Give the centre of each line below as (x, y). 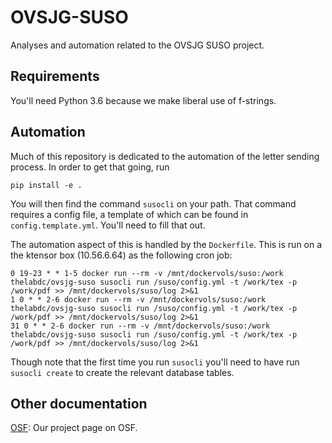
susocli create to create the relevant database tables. (122, 372)
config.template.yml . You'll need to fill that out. (108, 225)
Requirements (55, 76)
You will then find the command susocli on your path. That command (153, 203)
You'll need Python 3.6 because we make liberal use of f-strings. (143, 100)
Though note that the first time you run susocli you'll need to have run (155, 362)
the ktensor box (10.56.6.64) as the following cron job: (121, 255)
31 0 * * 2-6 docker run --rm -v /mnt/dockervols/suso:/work (140, 326)
